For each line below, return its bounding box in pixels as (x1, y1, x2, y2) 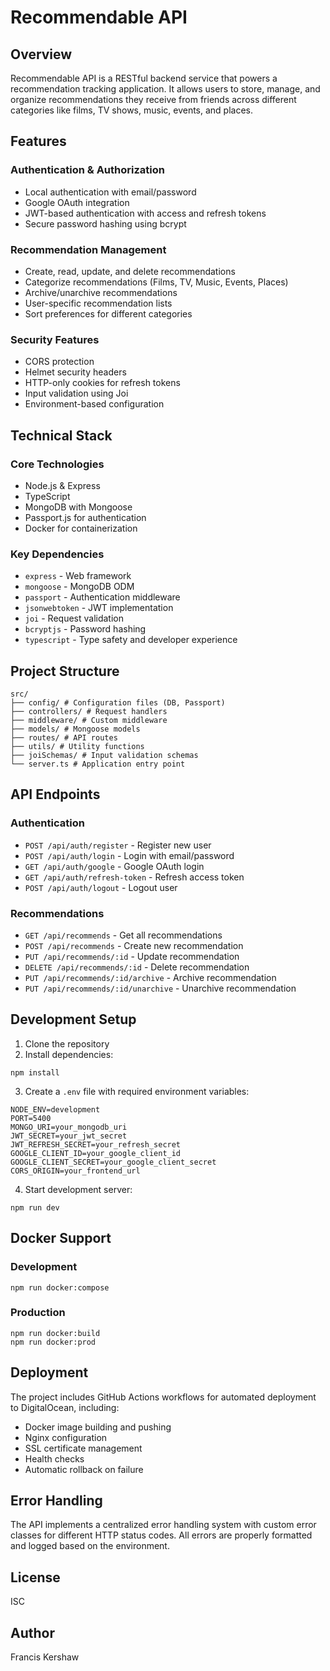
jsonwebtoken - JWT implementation (24, 602, 174, 614)
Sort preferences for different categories (24, 307, 193, 320)
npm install (10, 1067, 60, 1078)
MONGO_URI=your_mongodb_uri (10, 1122, 128, 1132)
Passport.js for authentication (24, 511, 147, 523)
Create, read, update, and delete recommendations (24, 265, 236, 277)
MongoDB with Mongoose (24, 501, 133, 513)
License (10, 1569, 61, 1586)
